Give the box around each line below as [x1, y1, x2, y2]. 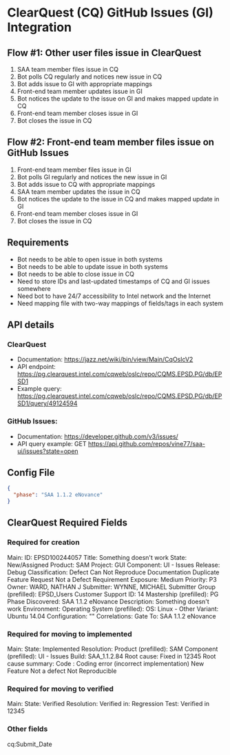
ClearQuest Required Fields [7, 517, 128, 529]
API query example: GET [17, 439, 87, 447]
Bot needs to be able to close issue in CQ [17, 270, 134, 278]
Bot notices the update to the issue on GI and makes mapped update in [17, 94, 219, 103]
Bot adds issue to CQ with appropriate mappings [17, 180, 156, 188]
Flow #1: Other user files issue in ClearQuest [7, 47, 202, 59]
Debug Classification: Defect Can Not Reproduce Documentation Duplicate [7, 567, 220, 576]
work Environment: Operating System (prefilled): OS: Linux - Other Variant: [7, 605, 219, 613]
